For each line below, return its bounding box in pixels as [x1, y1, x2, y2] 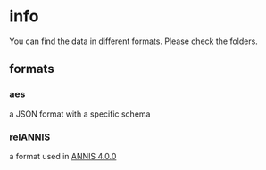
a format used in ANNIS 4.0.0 [9, 150, 117, 161]
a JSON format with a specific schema [9, 109, 151, 119]
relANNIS [9, 131, 51, 143]
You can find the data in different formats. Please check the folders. [9, 36, 259, 46]
